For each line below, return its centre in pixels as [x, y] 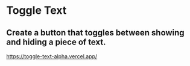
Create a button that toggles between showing [96, 33]
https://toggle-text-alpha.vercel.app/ [52, 56]
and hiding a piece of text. [56, 42]
